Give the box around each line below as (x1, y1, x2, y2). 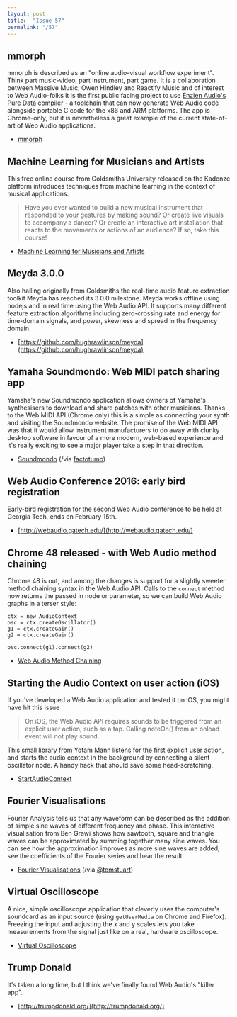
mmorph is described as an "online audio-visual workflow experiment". (7, 69, 214, 77)
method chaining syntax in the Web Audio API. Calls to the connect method (7, 584, 225, 592)
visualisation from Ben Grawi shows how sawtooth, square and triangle (7, 828, 214, 837)
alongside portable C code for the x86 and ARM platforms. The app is (7, 106, 210, 115)
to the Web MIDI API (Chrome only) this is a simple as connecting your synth (7, 410, 230, 419)
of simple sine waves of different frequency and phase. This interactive (7, 821, 215, 830)
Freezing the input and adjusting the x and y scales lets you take (7, 919, 195, 928)
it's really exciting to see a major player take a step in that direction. (7, 441, 204, 449)
